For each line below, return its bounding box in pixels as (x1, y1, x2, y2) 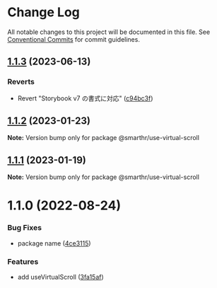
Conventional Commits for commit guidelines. (7, 35, 140, 43)
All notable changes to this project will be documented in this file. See (7, 28, 211, 36)
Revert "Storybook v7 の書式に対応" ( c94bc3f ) (17, 93, 153, 103)
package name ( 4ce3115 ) (17, 238, 91, 248)
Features (7, 256, 39, 266)
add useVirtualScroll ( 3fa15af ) (17, 273, 104, 282)
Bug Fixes (7, 223, 42, 233)
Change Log (7, 4, 80, 21)
